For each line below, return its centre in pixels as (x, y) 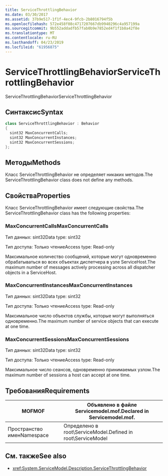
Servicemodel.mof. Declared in (112, 411)
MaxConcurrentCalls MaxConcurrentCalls (57, 226)
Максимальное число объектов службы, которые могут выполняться (80, 316)
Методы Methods (33, 163)
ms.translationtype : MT (30, 33)
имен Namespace (28, 435)
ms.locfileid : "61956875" (32, 47)
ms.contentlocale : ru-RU (31, 38)
